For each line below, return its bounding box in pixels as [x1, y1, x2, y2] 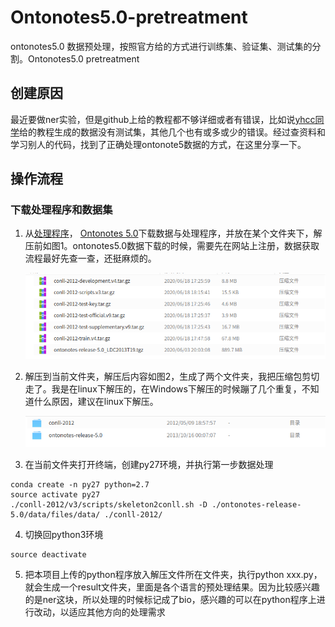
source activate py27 [10, 490, 101, 500]
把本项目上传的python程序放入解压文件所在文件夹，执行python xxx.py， [24, 569, 323, 581]
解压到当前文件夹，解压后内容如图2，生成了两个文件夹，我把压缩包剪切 [24, 371, 320, 383]
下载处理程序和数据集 [10, 203, 113, 217]
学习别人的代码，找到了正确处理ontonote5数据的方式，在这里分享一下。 [10, 138, 307, 150]
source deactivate [10, 550, 87, 560]
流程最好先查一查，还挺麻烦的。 [24, 252, 157, 265]
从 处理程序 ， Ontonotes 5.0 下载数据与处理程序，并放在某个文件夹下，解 [24, 227, 323, 240]
